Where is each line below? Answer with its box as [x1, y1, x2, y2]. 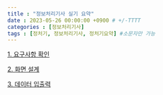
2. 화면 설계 [7, 65, 40, 74]
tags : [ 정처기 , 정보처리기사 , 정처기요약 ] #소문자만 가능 [7, 30, 156, 37]
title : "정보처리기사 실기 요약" [7, 10, 94, 18]
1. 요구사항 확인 [7, 50, 50, 58]
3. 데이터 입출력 [7, 80, 51, 89]
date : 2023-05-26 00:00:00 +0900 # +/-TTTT [7, 17, 141, 24]
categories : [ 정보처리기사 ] [7, 23, 85, 30]
